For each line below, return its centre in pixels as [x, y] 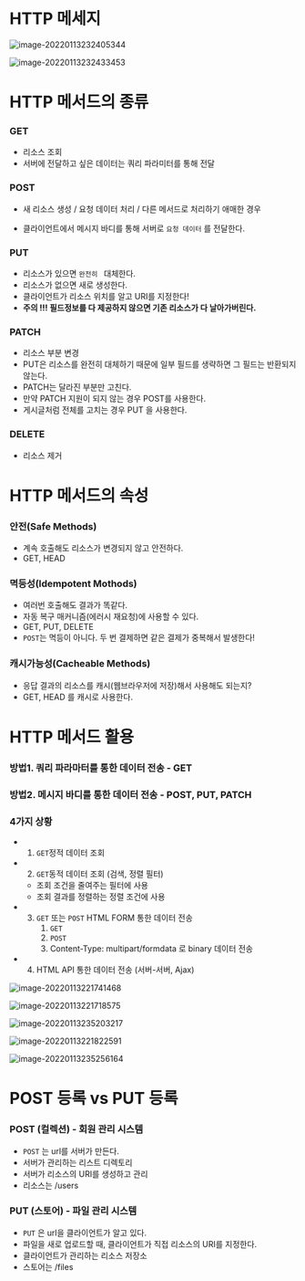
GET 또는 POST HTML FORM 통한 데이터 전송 [114, 918]
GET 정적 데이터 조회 [71, 853]
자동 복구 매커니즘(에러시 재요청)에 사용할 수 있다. [111, 616]
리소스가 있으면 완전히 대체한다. [79, 274]
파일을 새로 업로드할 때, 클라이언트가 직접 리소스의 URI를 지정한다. [140, 1244]
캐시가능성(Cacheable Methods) [80, 664]
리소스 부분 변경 [51, 353]
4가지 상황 [31, 821]
